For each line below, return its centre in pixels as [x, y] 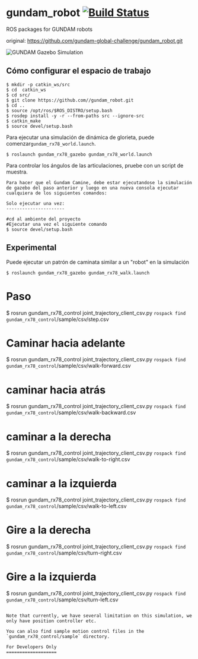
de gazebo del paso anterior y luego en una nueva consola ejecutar [92, 188]
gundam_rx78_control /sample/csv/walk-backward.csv [71, 412]
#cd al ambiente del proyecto [44, 219]
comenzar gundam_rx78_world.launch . [51, 143]
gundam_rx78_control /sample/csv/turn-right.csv [64, 553]
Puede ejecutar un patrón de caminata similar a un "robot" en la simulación [98, 262]
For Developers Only [32, 647]
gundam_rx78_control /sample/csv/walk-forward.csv [69, 366]
